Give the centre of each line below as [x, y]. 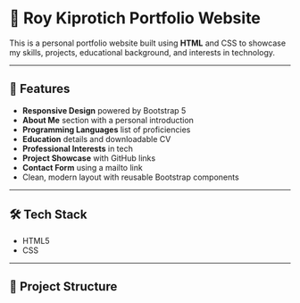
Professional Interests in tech [78, 148]
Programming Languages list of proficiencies [106, 130]
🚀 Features [40, 89]
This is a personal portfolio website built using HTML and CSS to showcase [148, 43]
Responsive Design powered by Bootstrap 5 [104, 110]
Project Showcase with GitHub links [89, 158]
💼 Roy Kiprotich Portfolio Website [135, 18]
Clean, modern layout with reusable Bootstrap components [130, 177]
